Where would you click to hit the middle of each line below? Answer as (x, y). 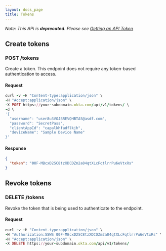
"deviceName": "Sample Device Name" (47, 132)
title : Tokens (20, 14)
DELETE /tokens (25, 197)
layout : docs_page (24, 10)
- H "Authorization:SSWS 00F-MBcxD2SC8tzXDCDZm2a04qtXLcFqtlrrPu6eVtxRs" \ (84, 234)
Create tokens (27, 44)
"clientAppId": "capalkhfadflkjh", (46, 128)
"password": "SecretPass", (37, 123)
